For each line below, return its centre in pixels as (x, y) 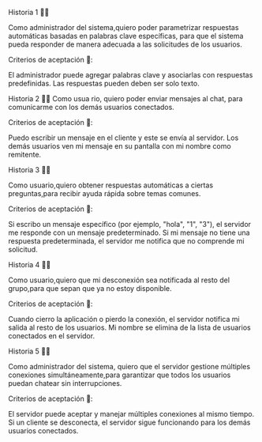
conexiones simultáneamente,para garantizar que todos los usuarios (120, 375)
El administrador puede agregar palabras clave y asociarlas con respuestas (131, 75)
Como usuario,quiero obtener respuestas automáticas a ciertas (111, 185)
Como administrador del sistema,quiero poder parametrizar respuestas (124, 27)
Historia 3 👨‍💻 (30, 170)
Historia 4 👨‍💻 (30, 264)
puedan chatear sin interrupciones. (65, 383)
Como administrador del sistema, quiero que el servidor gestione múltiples (129, 366)
